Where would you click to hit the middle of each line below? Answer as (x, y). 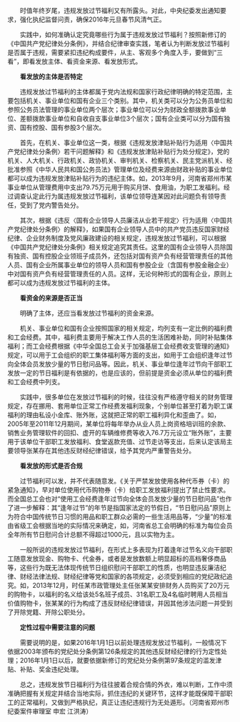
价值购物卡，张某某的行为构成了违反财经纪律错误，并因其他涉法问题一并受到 (120, 603)
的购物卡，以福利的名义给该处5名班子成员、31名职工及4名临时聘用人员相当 (118, 594)
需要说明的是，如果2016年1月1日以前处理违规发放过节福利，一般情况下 (123, 642)
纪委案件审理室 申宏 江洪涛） (50, 711)
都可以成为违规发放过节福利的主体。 (61, 283)
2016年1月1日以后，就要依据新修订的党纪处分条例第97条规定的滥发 (117, 660)
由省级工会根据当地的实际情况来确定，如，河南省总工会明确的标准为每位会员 (120, 526)
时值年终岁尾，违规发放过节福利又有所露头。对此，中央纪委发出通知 (120, 10)
